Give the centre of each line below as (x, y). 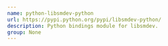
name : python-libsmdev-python (51, 13)
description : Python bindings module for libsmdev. (83, 26)
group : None (24, 32)
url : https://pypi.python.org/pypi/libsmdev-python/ (84, 20)
